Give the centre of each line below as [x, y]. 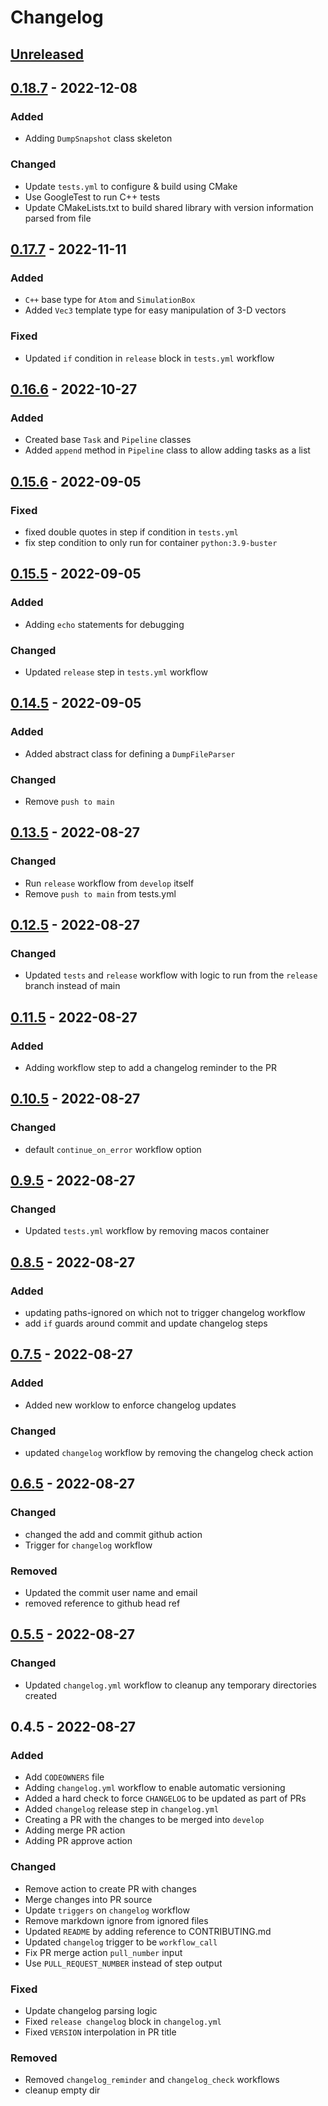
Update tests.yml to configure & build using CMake [131, 186]
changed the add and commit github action [113, 1534]
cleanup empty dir [62, 2090]
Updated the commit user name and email [111, 1592]
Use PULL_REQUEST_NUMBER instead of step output [123, 1963]
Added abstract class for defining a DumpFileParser [130, 753]
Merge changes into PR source [88, 1899]
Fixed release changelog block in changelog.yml [123, 2021]
